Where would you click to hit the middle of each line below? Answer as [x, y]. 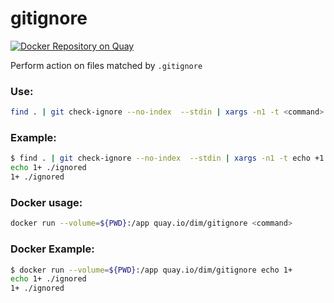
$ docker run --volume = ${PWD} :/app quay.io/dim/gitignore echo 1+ [151, 270]
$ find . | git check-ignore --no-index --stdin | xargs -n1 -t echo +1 [167, 158]
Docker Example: [52, 249]
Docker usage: [46, 202]
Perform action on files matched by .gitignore [106, 65]
